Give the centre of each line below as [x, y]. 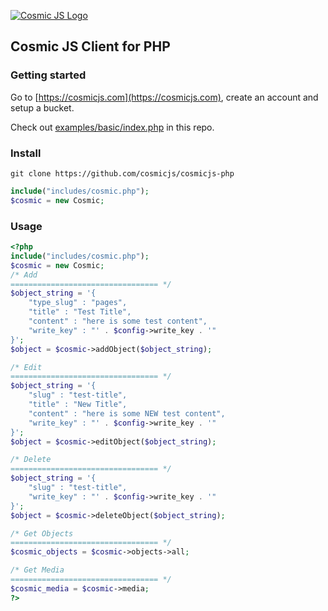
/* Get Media [37, 570]
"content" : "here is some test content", [118, 321]
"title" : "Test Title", [80, 312]
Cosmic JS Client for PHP [90, 46]
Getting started [48, 75]
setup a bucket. [42, 107]
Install [26, 153]
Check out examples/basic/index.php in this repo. [112, 127]
